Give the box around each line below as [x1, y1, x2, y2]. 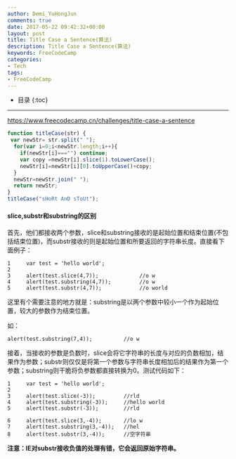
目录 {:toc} [17, 96, 48, 104]
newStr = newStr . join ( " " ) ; [13, 176, 90, 183]
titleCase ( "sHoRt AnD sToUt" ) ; [7, 195, 99, 202]
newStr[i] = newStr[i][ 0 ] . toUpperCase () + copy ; [20, 162, 152, 169]
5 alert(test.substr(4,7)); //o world [7, 285, 169, 292]
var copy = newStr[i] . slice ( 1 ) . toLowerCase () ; [20, 156, 156, 163]
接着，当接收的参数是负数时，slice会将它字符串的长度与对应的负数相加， [7, 349, 218, 357]
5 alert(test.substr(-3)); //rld [7, 405, 140, 412]
